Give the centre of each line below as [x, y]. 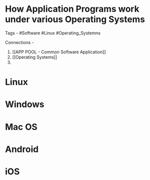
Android [22, 149]
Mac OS [21, 127]
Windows [25, 104]
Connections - [20, 42]
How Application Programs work [72, 9]
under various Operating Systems [75, 19]
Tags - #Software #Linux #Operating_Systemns [53, 33]
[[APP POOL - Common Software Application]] [59, 52]
